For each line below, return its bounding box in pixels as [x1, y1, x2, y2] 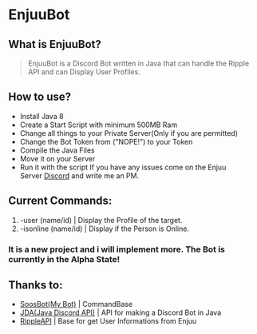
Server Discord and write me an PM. [19, 170, 140, 181]
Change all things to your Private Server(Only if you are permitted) [19, 128, 238, 137]
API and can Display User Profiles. [27, 67, 141, 77]
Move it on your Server [19, 153, 96, 163]
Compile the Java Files [19, 145, 95, 155]
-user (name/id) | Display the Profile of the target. [19, 215, 183, 225]
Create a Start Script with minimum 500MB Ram [19, 120, 178, 129]
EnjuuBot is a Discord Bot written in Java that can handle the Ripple [27, 58, 250, 68]
